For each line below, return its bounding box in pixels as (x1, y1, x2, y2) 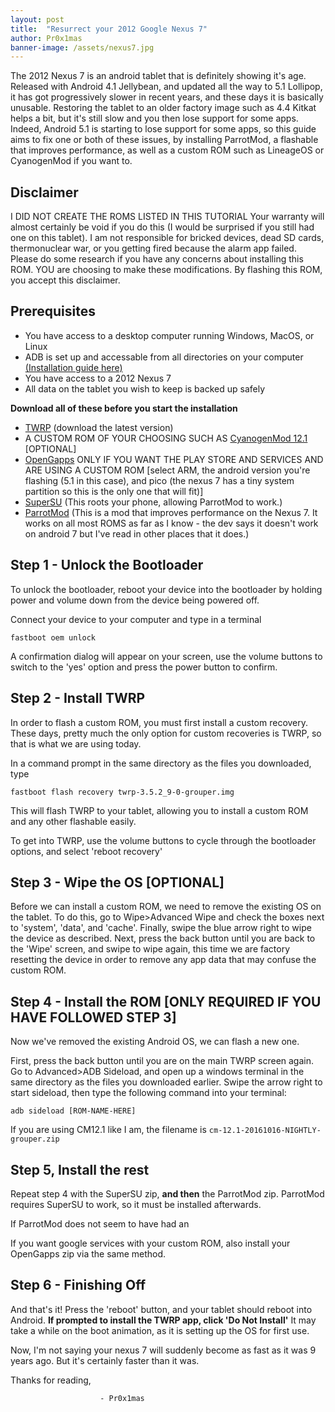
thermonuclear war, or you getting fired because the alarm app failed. (10, 242, 297, 255)
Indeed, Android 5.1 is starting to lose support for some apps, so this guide (10, 123, 317, 135)
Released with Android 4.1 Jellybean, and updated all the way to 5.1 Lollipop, (10, 81, 323, 93)
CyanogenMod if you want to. (10, 155, 133, 167)
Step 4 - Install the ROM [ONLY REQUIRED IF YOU (10, 993, 322, 1010)
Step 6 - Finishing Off (10, 1277, 147, 1294)
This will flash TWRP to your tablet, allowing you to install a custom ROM (10, 804, 309, 816)
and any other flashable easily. (10, 815, 137, 827)
